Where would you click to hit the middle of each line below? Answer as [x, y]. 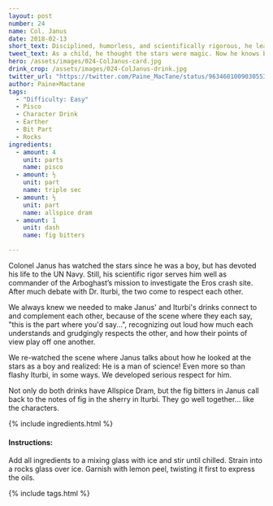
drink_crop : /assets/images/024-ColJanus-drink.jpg [97, 69]
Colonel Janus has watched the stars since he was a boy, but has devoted [132, 266]
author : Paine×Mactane [47, 84]
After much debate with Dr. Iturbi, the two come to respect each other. [126, 291]
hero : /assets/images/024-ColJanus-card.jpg [85, 62]
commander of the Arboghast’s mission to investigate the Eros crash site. [131, 283]
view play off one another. [52, 342]
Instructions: [31, 442]
